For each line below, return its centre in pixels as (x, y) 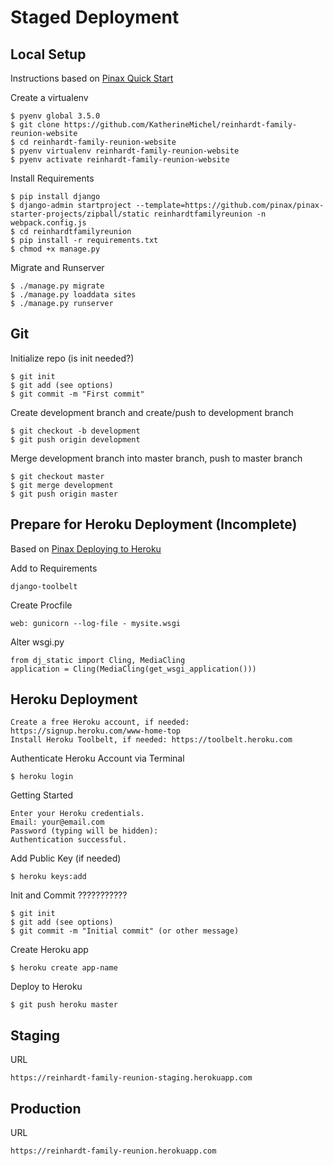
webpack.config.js (48, 223)
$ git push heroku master (64, 1005)
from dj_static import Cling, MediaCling (98, 660)
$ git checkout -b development (75, 431)
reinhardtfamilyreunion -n (210, 214)
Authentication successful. (69, 840)
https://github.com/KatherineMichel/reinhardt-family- (180, 125)
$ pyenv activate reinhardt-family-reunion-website (120, 160)
